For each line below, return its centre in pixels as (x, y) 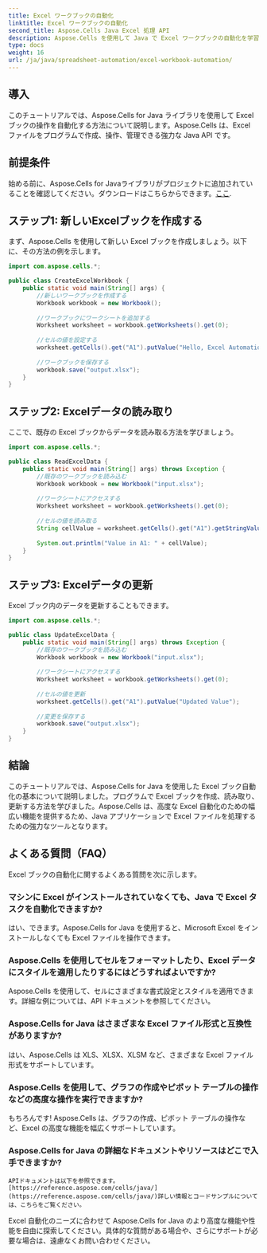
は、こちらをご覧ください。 (47, 1205)
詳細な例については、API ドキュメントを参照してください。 (118, 1001)
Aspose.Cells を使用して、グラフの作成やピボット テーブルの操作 (133, 1087)
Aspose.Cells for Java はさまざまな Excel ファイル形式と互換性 (130, 1023)
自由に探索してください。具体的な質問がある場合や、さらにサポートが (137, 1231)
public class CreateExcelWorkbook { (69, 281)
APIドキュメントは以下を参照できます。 (64, 1181)
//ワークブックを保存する (73, 362)
